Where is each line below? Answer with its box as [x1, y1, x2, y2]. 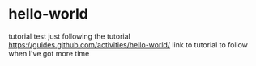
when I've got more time [8, 48, 90, 58]
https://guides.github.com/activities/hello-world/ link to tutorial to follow [8, 39, 249, 49]
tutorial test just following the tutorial [8, 31, 131, 41]
